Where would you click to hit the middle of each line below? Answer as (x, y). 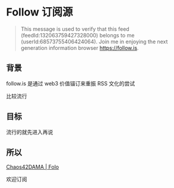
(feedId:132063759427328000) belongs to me (77, 35)
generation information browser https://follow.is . (80, 47)
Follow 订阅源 (39, 12)
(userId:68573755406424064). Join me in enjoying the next (94, 42)
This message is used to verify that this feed (75, 29)
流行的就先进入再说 (30, 132)
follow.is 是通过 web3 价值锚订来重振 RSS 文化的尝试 (71, 83)
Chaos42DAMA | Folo (33, 167)
